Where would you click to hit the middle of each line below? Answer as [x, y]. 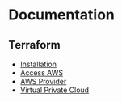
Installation [38, 64]
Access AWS [41, 73]
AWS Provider [43, 81]
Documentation [62, 15]
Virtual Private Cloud [55, 90]
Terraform [34, 45]
